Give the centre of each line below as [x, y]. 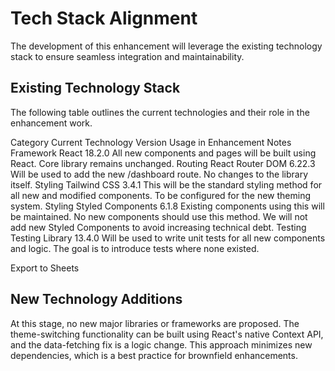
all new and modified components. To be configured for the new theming [160, 195]
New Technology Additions [96, 299]
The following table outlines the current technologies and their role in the [160, 112]
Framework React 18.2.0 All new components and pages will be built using [163, 153]
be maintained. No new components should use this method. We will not [159, 216]
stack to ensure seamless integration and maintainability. [127, 56]
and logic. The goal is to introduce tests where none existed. [135, 248]
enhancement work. [51, 123]
